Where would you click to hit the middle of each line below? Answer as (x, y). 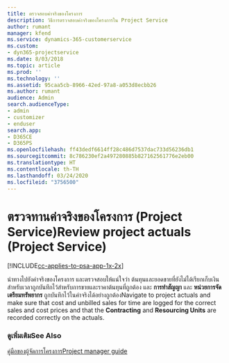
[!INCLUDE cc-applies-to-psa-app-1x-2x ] (66, 266)
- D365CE (20, 137)
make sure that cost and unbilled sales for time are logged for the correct (112, 303)
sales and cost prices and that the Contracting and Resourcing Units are (112, 310)
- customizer (26, 117)
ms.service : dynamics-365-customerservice (69, 40)
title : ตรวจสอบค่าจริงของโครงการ (45, 14)
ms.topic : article (34, 65)
